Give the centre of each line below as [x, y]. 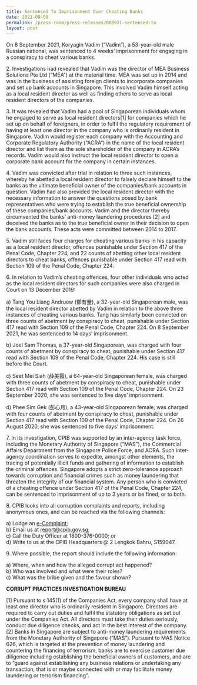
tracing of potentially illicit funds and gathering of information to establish [95, 463]
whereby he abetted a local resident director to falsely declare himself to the [98, 179]
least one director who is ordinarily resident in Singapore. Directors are [92, 607]
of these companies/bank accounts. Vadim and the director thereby [88, 210]
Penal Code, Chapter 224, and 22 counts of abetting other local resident [94, 253]
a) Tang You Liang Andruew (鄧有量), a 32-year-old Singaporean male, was [97, 302]
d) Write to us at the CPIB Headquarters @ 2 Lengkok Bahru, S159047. [91, 542]
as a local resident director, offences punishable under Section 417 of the [95, 247]
